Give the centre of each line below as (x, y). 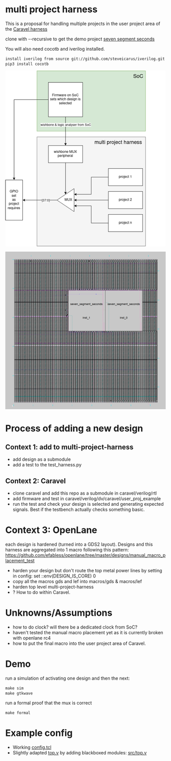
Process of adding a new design (74, 428)
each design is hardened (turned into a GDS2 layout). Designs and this (79, 544)
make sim (15, 688)
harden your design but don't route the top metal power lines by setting (87, 571)
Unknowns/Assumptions (59, 613)
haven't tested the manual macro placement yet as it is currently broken (88, 633)
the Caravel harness (26, 29)
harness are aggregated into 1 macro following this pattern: (67, 550)
